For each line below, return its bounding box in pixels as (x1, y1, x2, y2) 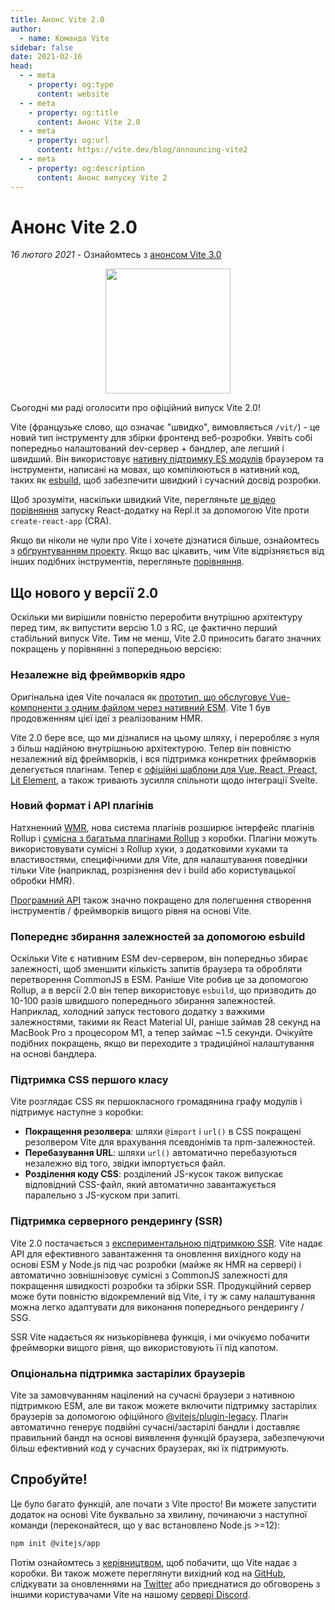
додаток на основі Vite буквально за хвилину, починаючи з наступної (10, 1508, 308, 1520)
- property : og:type (28, 80, 114, 90)
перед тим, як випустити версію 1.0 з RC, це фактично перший (10, 622, 278, 634)
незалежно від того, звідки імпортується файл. (24, 1157, 227, 1170)
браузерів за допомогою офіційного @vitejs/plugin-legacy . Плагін (10, 1411, 289, 1423)
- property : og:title (28, 107, 118, 118)
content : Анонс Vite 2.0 (36, 117, 141, 127)
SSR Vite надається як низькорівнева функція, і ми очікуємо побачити (10, 1331, 310, 1343)
